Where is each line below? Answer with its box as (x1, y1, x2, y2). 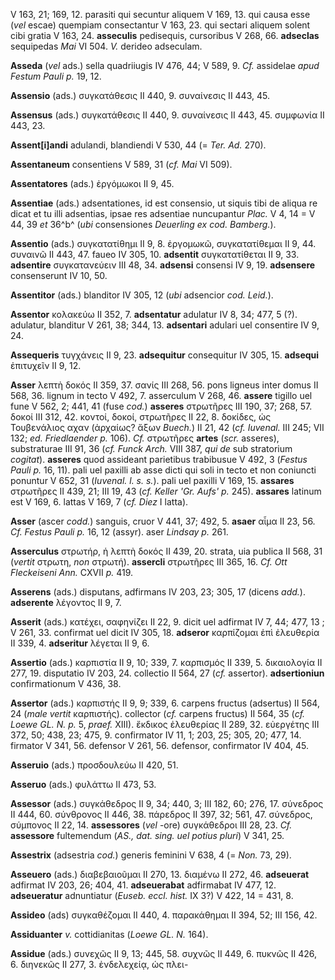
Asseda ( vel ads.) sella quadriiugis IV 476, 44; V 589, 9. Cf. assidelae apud (10, 60, 320, 71)
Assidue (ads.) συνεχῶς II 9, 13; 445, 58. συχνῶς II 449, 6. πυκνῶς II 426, (10, 948, 317, 959)
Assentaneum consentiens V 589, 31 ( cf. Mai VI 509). (10, 159, 233, 170)
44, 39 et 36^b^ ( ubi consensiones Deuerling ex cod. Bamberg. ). (10, 219, 277, 230)
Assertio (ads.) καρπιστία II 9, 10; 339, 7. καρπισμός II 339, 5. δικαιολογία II (10, 657, 323, 668)
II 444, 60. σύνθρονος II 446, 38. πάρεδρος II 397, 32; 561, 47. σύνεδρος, (10, 809, 313, 820)
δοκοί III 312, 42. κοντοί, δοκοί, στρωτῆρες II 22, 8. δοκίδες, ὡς (10, 411, 272, 423)
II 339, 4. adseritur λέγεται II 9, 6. (10, 637, 150, 649)
